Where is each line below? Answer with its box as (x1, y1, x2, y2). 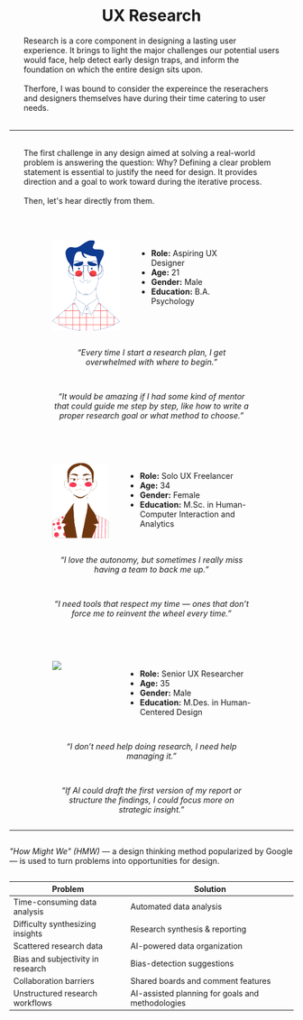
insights (13, 928, 43, 939)
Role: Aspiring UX (151, 247, 218, 258)
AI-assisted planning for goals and (130, 988, 260, 999)
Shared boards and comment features (130, 975, 271, 986)
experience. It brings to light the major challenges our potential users (23, 44, 280, 55)
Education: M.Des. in (139, 697, 219, 708)
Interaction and (179, 509, 235, 519)
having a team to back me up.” (94, 565, 209, 575)
